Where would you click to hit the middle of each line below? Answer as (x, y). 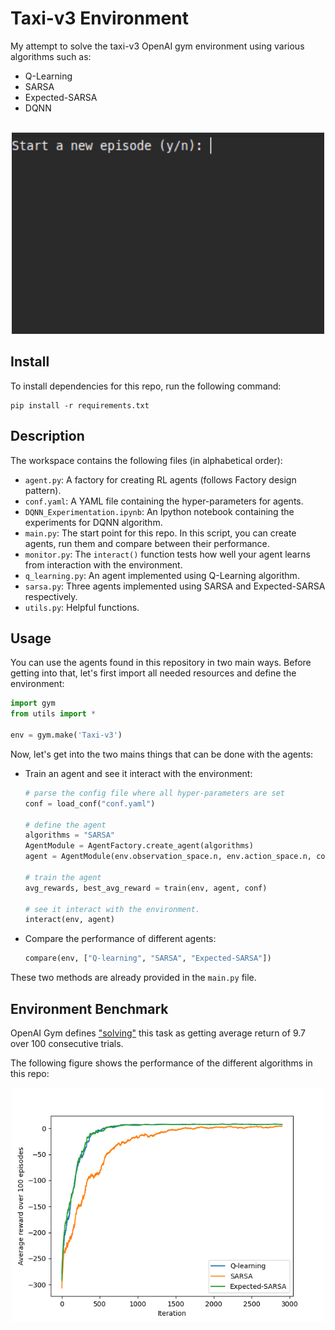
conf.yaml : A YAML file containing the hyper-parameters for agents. (164, 501)
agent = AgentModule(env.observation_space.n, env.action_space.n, (168, 857)
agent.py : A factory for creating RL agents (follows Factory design (160, 479)
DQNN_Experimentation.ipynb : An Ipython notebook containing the (159, 511)
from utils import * (53, 714)
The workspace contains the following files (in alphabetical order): (146, 460)
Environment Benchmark (89, 1008)
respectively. (51, 596)
